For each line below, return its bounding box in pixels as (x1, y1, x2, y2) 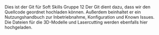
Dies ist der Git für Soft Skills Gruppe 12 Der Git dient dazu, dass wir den (4, 4, 151, 10)
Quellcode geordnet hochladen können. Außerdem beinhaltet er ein (4, 9, 141, 15)
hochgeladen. (4, 24, 32, 30)
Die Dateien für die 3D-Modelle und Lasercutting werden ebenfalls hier (4, 19, 148, 25)
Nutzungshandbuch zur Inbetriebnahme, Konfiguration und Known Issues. (4, 14, 155, 20)
